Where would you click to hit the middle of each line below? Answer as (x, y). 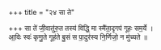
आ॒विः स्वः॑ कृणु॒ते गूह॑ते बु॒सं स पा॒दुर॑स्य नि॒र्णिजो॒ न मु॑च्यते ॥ (78, 37)
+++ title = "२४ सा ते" (42, 12)
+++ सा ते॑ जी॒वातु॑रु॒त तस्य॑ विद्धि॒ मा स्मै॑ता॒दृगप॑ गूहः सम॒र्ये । (81, 28)
